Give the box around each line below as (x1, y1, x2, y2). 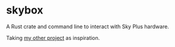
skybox (6, 4, 43, 17)
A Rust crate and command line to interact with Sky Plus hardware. (6, 23, 169, 30)
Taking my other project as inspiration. (6, 34, 100, 41)
